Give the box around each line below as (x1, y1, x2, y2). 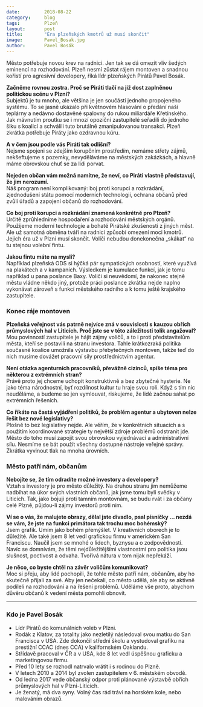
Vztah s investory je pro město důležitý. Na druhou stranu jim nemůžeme (6, 482, 187, 490)
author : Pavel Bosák (6, 43, 74, 49)
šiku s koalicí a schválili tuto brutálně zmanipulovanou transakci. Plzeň (6, 122, 181, 130)
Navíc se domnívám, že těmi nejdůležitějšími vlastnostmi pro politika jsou (6, 546, 187, 553)
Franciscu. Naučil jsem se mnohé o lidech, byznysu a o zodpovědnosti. (6, 539, 183, 546)
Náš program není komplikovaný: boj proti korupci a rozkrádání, (6, 184, 164, 191)
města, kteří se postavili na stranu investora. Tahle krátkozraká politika (6, 340, 181, 347)
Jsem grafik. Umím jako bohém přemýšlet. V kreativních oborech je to (6, 526, 180, 534)
